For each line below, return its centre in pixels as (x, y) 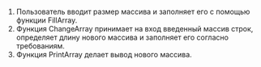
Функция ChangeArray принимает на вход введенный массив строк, (135, 29)
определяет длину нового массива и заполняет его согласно (122, 37)
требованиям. (40, 46)
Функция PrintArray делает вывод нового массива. (104, 54)
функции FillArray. (47, 20)
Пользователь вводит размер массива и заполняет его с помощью (133, 12)
